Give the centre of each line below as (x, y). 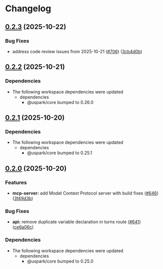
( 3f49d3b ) (23, 198)
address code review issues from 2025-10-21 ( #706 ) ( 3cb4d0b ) (77, 51)
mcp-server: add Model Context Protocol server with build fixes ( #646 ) (85, 193)
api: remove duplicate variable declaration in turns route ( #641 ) (77, 222)
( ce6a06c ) (23, 227)
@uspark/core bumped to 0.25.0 (60, 261)
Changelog (28, 9)
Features (16, 182)
